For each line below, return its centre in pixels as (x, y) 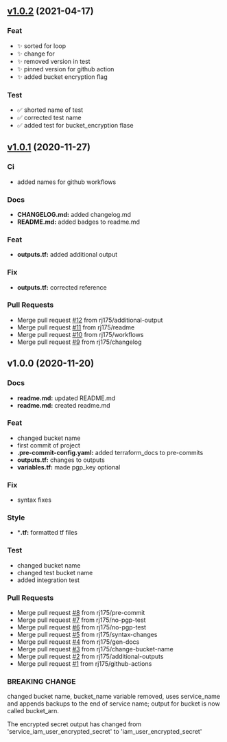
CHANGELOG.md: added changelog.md (74, 214)
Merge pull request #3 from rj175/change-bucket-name (95, 649)
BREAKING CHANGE (41, 681)
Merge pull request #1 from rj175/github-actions (84, 664)
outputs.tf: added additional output (67, 255)
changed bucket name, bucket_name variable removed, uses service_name (114, 697)
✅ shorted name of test (50, 110)
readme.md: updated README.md (66, 398)
